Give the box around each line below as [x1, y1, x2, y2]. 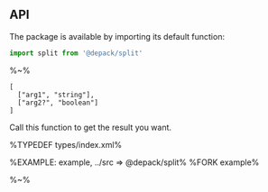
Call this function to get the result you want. [9, 122, 172, 133]
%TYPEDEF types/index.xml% [9, 139, 123, 150]
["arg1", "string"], [17, 90, 95, 99]
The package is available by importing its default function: [9, 31, 226, 41]
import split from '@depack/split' [9, 49, 143, 58]
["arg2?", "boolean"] [17, 98, 99, 107]
